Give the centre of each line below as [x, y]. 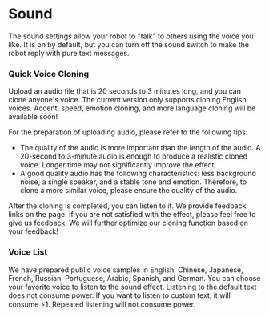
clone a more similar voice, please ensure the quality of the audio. [128, 191]
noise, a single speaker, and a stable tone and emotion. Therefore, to [133, 182]
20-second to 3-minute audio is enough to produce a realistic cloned [134, 156]
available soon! [33, 117]
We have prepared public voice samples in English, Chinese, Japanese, [126, 270]
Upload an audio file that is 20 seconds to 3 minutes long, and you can [125, 91]
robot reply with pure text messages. [69, 53]
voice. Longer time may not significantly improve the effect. [118, 165]
